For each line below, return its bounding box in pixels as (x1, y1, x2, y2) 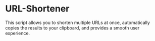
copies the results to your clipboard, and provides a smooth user (5, 24, 140, 30)
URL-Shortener (5, 3, 70, 14)
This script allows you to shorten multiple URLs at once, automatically (5, 19, 150, 25)
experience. (5, 30, 30, 36)
